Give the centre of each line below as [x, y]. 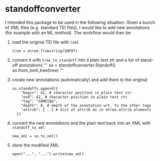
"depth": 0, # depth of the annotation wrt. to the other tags [86, 105]
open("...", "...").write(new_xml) [48, 154]
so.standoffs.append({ [35, 88]
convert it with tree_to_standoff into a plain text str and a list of [76, 60]
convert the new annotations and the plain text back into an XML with [81, 123]
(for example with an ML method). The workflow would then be [68, 32]
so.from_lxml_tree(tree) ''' [38, 70]
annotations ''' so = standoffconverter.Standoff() [67, 65]
